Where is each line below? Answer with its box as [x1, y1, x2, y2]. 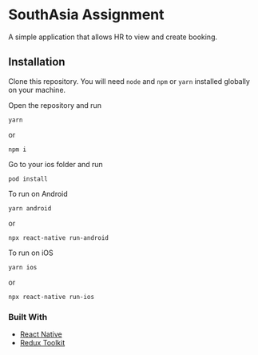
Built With [8, 311, 48, 322]
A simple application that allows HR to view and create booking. [8, 32, 218, 42]
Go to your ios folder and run [8, 159, 104, 169]
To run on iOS [8, 248, 54, 257]
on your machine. [8, 85, 66, 94]
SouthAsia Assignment [8, 6, 165, 24]
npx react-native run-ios [8, 293, 94, 301]
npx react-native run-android [8, 233, 109, 241]
